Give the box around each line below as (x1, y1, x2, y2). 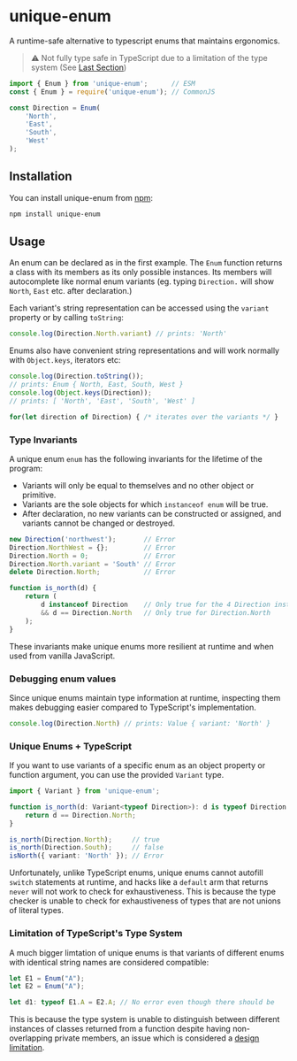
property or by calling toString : (9, 312, 124, 323)
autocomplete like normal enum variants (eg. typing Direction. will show (9, 276, 274, 287)
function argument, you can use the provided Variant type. (9, 770, 225, 780)
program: (9, 463, 43, 473)
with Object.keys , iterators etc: (9, 355, 121, 365)
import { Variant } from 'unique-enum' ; (9, 787, 161, 796)
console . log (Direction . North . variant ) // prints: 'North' (9, 329, 227, 338)
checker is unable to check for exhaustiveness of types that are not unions (9, 896, 281, 906)
